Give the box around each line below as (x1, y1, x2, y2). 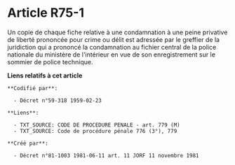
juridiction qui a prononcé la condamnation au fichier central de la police (7, 43, 217, 51)
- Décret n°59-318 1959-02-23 (13, 96, 102, 104)
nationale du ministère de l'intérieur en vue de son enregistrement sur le (7, 50, 216, 59)
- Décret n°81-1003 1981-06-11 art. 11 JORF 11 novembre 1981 (13, 152, 199, 159)
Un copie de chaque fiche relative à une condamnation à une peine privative (7, 28, 228, 36)
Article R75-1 (7, 5, 85, 21)
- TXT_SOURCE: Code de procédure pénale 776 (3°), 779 (13, 127, 177, 134)
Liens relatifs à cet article (7, 71, 83, 80)
